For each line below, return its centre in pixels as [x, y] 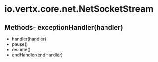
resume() [21, 49]
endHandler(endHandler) [37, 55]
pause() [20, 44]
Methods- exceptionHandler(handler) [64, 27]
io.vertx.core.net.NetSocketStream [79, 9]
